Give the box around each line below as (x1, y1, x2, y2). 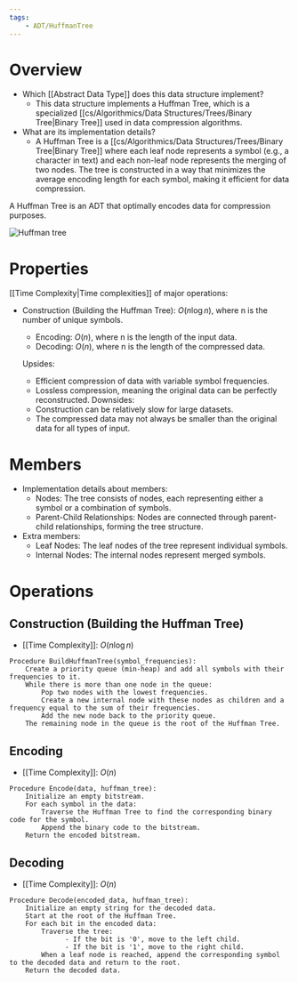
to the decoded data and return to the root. (9, 958, 181, 967)
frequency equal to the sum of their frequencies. (9, 704, 201, 712)
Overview (9, 60, 83, 80)
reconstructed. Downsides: (35, 395, 135, 406)
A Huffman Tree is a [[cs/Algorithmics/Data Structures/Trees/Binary (35, 136, 284, 147)
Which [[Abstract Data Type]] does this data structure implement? (21, 89, 264, 100)
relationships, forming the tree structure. (55, 521, 204, 532)
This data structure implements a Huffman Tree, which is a (35, 99, 251, 109)
